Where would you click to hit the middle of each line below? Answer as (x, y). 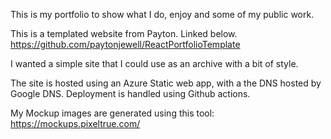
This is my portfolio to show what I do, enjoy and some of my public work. (162, 14)
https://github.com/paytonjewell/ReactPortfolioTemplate (125, 44)
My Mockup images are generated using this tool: (112, 113)
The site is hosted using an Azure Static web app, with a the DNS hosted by (166, 83)
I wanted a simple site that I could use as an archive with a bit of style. (154, 63)
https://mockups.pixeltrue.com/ (75, 123)
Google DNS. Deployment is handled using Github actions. (130, 93)
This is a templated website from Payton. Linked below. (124, 33)
